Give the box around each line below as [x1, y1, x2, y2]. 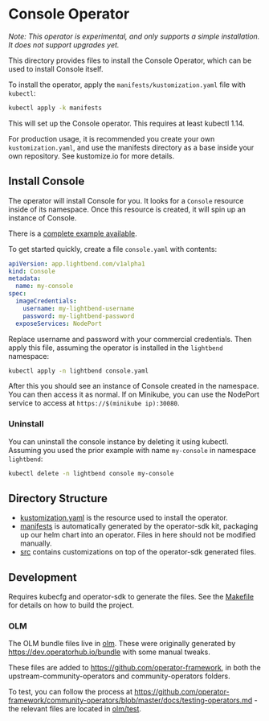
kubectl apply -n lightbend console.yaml [8, 367, 149, 375]
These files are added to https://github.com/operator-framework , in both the [8, 663, 261, 673]
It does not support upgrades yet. [8, 39, 120, 49]
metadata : [8, 274, 42, 282]
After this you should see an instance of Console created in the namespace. [8, 381, 259, 391]
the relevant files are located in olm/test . [8, 704, 142, 714]
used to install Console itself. [8, 64, 104, 73]
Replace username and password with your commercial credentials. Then [8, 334, 252, 344]
